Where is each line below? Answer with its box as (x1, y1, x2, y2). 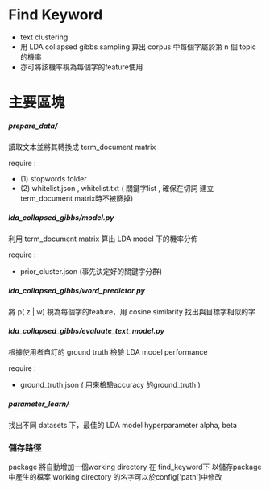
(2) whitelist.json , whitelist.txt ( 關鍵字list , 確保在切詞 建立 (19, 184, 214, 193)
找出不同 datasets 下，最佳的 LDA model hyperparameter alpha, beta (8, 420, 238, 430)
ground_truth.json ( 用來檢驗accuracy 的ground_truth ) (19, 380, 201, 389)
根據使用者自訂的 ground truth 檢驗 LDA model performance (8, 347, 208, 356)
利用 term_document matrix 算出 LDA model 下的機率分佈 (8, 234, 199, 243)
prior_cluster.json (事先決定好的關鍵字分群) (19, 267, 163, 276)
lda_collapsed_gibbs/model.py (8, 212, 114, 222)
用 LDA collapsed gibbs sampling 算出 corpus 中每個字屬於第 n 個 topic (19, 42, 256, 52)
